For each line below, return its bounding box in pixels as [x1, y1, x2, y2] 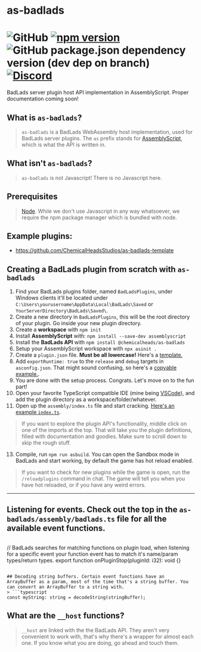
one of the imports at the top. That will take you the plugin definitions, [21, 427, 193, 434]
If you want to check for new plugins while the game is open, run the [21, 469, 190, 476]
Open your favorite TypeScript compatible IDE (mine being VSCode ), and [15, 390, 195, 397]
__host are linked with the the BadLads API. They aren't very [21, 626, 170, 633]
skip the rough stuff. [21, 439, 71, 446]
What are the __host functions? [7, 611, 125, 621]
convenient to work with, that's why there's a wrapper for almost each [21, 633, 194, 640]
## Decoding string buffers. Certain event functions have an [7, 574, 165, 580]
